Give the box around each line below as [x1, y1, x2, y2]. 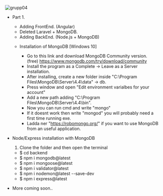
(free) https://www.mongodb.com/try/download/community [26, 58, 147, 64]
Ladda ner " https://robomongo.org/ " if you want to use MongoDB [26, 121, 159, 126]
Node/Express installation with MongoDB [12, 135, 95, 141]
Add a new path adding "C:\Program [26, 95, 100, 100]
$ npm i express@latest [19, 176, 68, 181]
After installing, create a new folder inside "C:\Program [26, 74, 138, 80]
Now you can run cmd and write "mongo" [26, 105, 111, 110]
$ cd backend [19, 150, 47, 155]
